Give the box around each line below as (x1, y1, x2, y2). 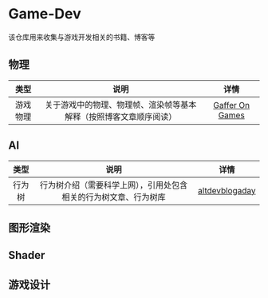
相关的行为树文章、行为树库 (61, 191, 166, 202)
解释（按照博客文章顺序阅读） (65, 111, 177, 122)
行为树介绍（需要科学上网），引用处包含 (39, 179, 188, 190)
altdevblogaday (198, 185, 256, 196)
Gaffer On (213, 99, 250, 110)
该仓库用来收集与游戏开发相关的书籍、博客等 (8, 32, 156, 42)
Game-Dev (8, 5, 81, 23)
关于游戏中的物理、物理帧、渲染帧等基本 (45, 99, 197, 110)
